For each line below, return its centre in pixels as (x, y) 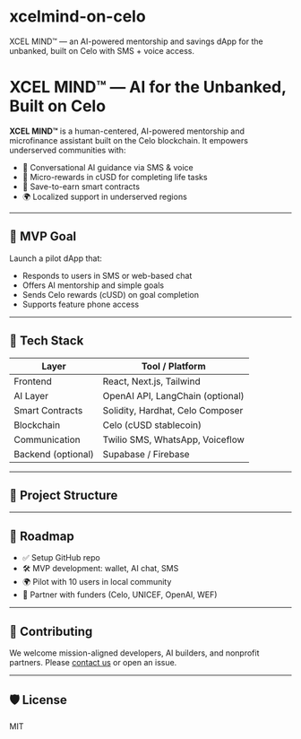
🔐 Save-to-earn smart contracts (81, 187)
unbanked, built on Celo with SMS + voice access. (102, 50)
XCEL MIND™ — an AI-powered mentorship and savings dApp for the (136, 41)
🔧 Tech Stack (47, 341)
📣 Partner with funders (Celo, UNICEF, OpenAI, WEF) (120, 595)
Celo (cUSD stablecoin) (152, 425)
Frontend (33, 381)
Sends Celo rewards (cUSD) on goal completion (111, 294)
